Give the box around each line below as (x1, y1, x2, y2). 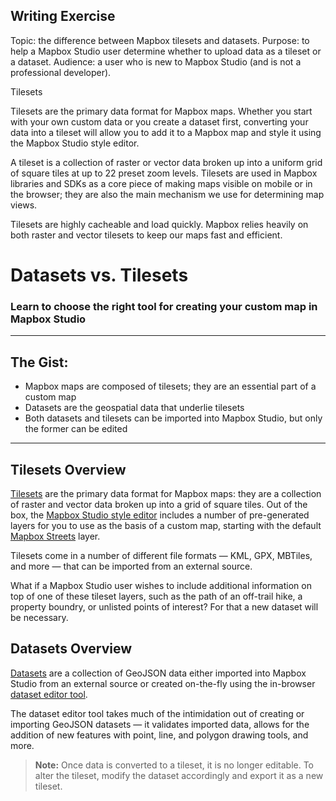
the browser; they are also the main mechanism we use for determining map (10, 188, 325, 200)
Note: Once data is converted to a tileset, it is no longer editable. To (34, 759, 315, 771)
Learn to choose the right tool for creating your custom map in (10, 299, 318, 313)
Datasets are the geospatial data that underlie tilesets (24, 402, 245, 414)
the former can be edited (24, 423, 128, 435)
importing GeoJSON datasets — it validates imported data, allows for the (10, 718, 310, 730)
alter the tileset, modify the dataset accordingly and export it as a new (34, 769, 324, 781)
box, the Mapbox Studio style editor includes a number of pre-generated (10, 509, 310, 521)
